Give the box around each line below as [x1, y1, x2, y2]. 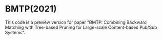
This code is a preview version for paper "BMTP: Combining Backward [5, 19, 147, 25]
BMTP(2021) [5, 3, 57, 14]
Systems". [5, 29, 25, 35]
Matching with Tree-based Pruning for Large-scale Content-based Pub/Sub [5, 24, 157, 30]
